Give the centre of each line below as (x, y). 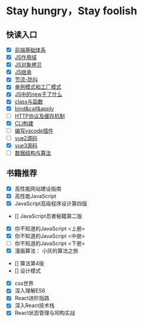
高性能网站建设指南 (38, 188)
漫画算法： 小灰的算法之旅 (46, 251)
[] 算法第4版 (29, 264)
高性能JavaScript (36, 196)
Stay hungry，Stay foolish (71, 11)
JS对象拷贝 (28, 65)
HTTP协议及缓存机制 (40, 116)
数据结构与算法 (33, 152)
